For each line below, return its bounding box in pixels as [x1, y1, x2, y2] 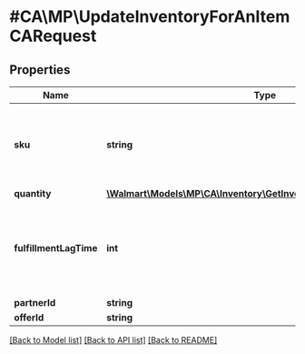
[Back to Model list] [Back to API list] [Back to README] [9, 335, 218, 345]
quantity [14, 187, 52, 199]
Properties [9, 62, 71, 77]
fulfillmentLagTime [14, 242, 98, 254]
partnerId [14, 297, 56, 308]
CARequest [9, 25, 97, 46]
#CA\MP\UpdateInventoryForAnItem [9, 6, 290, 27]
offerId [14, 311, 44, 324]
